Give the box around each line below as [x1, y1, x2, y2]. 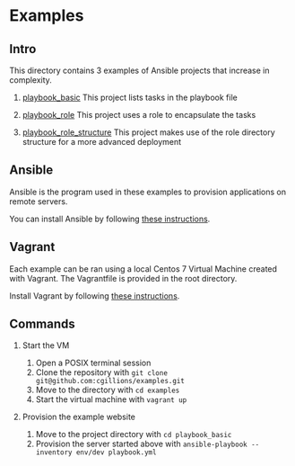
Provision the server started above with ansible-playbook [35, 438, 248, 450]
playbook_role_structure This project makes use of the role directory [22, 127, 275, 138]
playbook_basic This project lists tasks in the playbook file [22, 92, 238, 103]
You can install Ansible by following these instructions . [9, 213, 211, 224]
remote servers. [9, 195, 68, 207]
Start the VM [22, 340, 70, 351]
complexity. [9, 75, 52, 85]
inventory [35, 448, 74, 457]
